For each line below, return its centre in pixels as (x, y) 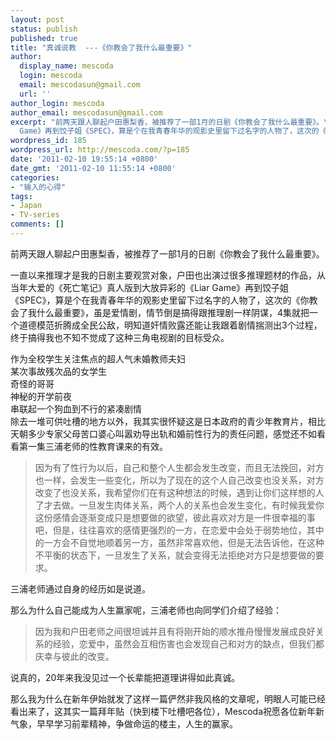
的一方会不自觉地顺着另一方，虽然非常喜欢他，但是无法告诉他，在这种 (179, 542)
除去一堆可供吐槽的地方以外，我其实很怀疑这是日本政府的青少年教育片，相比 (168, 421)
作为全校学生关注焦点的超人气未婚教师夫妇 (98, 358)
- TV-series (35, 215)
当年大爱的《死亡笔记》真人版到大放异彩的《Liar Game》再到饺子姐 (150, 287)
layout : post (37, 19)
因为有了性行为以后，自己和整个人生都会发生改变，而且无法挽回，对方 (179, 467)
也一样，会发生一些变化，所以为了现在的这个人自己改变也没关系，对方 (179, 480)
